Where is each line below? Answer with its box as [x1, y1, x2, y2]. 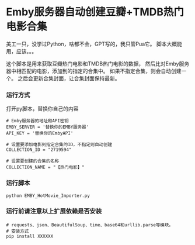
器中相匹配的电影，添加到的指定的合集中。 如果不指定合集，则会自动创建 [6, 67, 182, 74]
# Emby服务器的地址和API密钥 [6, 118, 69, 124]
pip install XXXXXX [6, 233, 54, 239]
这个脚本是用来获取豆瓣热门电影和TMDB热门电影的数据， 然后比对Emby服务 [6, 60, 190, 67]
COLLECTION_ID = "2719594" [6, 147, 72, 153]
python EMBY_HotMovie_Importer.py [6, 192, 90, 199]
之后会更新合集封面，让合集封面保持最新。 [17, 74, 120, 82]
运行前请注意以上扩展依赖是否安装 [6, 207, 102, 215]
